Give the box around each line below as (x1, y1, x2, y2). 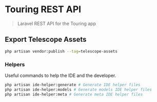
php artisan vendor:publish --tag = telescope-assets (5, 48, 117, 54)
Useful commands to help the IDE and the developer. (5, 72, 116, 79)
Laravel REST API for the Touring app (17, 20, 96, 27)
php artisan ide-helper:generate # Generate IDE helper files (5, 82, 141, 87)
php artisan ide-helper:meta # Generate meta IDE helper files (5, 92, 143, 97)
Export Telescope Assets (5, 35, 87, 44)
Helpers (5, 61, 25, 68)
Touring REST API (5, 4, 82, 15)
